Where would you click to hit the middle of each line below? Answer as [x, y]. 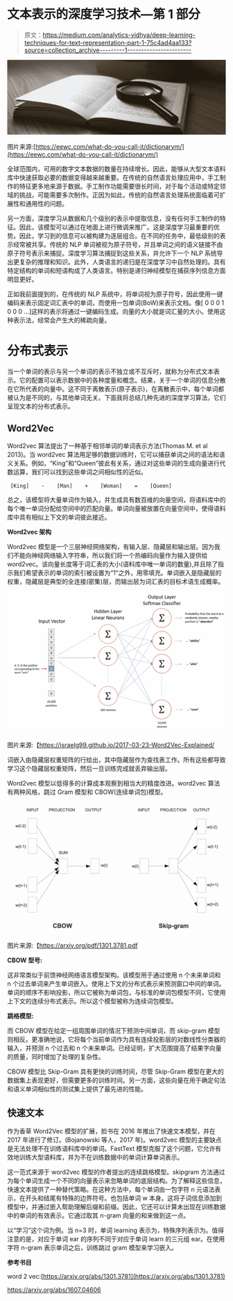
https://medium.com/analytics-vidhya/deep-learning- [119, 35]
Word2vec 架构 [29, 532]
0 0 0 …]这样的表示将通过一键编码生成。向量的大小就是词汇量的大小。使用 [113, 311]
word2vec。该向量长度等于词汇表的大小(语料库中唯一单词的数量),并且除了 [113, 564]
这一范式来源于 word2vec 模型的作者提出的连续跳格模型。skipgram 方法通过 [116, 1172]
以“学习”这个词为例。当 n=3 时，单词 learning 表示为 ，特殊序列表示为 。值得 [115, 1230]
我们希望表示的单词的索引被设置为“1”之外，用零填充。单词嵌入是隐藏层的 [117, 573]
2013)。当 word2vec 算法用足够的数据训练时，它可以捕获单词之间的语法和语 [116, 455]
